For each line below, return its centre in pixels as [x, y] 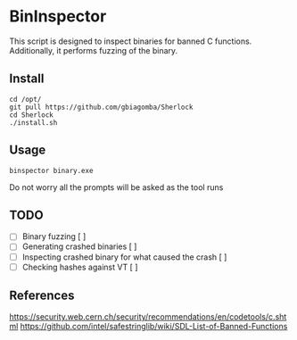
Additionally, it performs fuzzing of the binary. [94, 50]
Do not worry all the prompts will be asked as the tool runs [116, 187]
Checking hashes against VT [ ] [80, 267]
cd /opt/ [25, 99]
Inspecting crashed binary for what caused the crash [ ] [124, 257]
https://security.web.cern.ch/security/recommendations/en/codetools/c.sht [148, 317]
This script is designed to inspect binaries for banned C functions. [131, 41]
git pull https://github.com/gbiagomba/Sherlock [101, 107]
